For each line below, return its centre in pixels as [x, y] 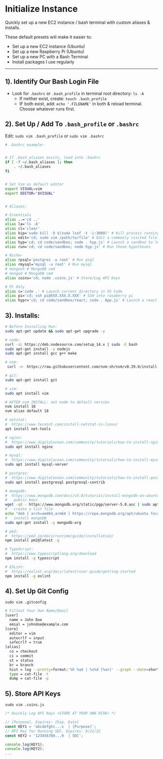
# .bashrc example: [25, 145]
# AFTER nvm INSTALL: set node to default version [57, 402]
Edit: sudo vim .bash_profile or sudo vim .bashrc [55, 136]
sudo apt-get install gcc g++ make [41, 354]
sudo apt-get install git [31, 380]
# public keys [21, 500]
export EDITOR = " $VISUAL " [30, 193]
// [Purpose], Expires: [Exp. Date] [42, 722]
